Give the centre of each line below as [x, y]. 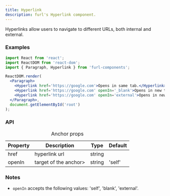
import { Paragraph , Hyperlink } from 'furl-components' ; [68, 67]
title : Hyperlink [24, 10]
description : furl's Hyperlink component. [51, 15]
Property [19, 145]
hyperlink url [50, 154]
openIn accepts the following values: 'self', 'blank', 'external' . [76, 188]
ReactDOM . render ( [24, 76]
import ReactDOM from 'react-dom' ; [43, 63]
